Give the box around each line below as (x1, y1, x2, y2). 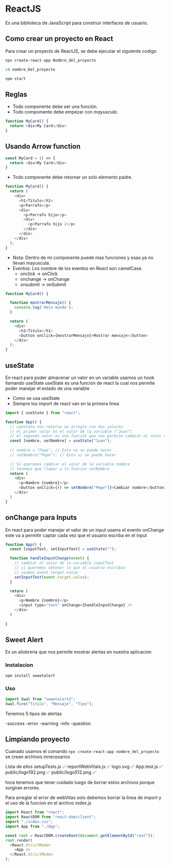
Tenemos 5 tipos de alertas (5, 710, 62, 717)
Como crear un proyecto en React (5, 34, 113, 43)
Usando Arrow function (5, 142, 81, 151)
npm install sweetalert (5, 673, 56, 678)
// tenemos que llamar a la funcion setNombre (10, 466, 110, 471)
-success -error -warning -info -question (5, 720, 91, 726)
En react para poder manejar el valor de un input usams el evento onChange (5, 526, 164, 533)
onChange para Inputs (5, 513, 77, 522)
